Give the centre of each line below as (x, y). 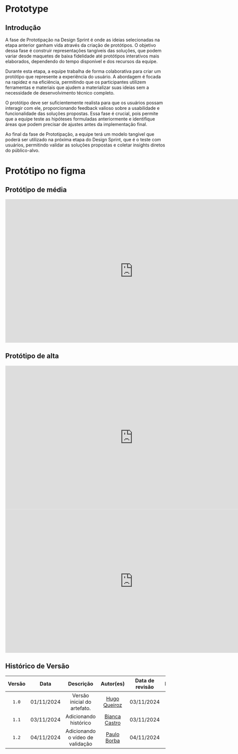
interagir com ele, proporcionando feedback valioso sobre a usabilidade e (83, 108)
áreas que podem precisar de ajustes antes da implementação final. (76, 124)
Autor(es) (113, 683)
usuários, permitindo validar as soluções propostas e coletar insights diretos (85, 145)
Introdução (23, 28)
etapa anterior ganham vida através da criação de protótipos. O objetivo (81, 45)
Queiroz (113, 705)
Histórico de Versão (37, 666)
